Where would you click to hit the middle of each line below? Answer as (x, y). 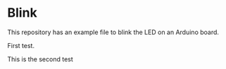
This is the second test (40, 59)
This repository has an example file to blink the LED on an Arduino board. (113, 32)
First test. (21, 45)
